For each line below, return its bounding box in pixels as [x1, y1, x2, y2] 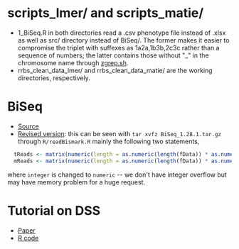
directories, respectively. [17, 73, 90, 82]
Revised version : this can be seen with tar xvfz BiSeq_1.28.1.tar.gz [17, 129, 222, 138]
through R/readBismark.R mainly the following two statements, [17, 137, 200, 145]
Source [17, 122, 39, 131]
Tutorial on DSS [7, 202, 101, 218]
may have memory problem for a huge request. [7, 177, 146, 186]
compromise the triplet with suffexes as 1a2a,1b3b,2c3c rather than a [17, 43, 220, 52]
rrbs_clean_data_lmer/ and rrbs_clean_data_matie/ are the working [17, 66, 213, 74]
